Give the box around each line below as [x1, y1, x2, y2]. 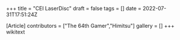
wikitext [6, 28, 25, 35]
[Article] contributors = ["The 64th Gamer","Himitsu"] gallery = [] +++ [6, 23, 175, 29]
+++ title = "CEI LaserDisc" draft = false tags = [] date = [6, 5, 142, 12]
